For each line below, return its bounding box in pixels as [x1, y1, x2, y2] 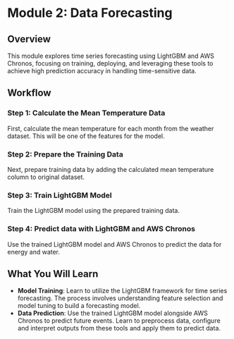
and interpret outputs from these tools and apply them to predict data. [17, 324, 221, 333]
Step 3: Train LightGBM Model [7, 190, 112, 200]
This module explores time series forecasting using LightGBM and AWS [7, 51, 215, 60]
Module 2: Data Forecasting [7, 5, 173, 21]
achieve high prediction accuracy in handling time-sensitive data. [7, 67, 197, 75]
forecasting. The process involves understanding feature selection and [17, 294, 223, 302]
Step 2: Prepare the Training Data [7, 149, 123, 159]
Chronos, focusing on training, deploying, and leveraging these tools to [7, 59, 214, 68]
